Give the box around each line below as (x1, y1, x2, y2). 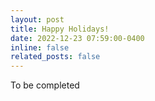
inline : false (10, 42, 70, 53)
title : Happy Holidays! (10, 24, 110, 34)
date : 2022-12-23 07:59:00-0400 (10, 33, 145, 43)
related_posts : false (10, 52, 101, 62)
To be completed (10, 79, 80, 91)
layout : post (10, 14, 65, 25)
